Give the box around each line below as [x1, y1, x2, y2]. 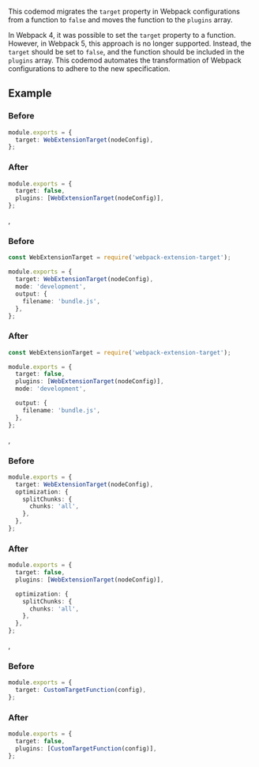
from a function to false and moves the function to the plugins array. [8, 15, 233, 24]
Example [8, 87, 52, 100]
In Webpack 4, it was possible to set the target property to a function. [8, 31, 236, 39]
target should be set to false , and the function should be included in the [8, 47, 245, 56]
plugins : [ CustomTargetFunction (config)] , [15, 745, 157, 753]
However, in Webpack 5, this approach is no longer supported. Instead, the [8, 39, 252, 48]
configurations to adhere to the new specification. [8, 64, 171, 73]
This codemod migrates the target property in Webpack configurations [8, 7, 241, 16]
